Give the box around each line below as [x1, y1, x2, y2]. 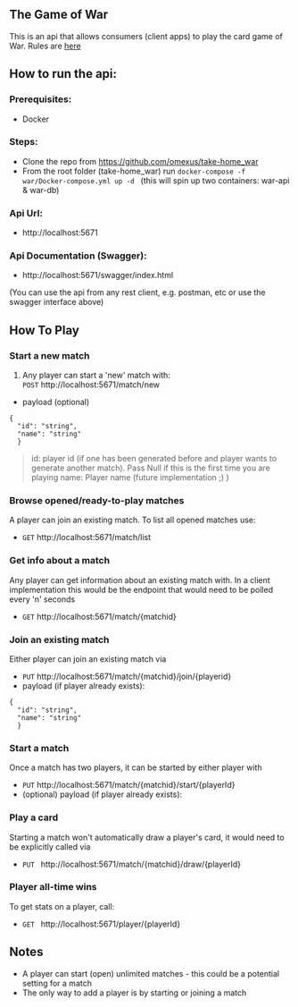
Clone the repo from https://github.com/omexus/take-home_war [21, 156, 259, 166]
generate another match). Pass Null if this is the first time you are [30, 462, 270, 473]
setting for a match [21, 977, 92, 988]
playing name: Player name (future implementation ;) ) [30, 472, 229, 483]
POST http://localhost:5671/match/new [21, 379, 161, 390]
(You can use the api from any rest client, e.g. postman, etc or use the [9, 287, 266, 298]
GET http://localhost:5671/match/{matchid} [21, 611, 177, 622]
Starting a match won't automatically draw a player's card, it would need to [9, 832, 285, 842]
